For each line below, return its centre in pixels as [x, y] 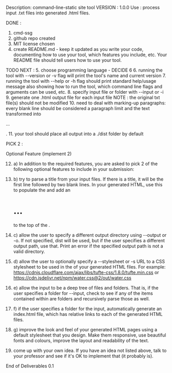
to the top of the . [32, 225]
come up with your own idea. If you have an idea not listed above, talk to [90, 350]
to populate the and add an [42, 190]
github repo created [34, 38]
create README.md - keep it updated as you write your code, [78, 49]
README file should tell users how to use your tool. [68, 60]
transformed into [24, 114]
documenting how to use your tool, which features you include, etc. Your [90, 55]
